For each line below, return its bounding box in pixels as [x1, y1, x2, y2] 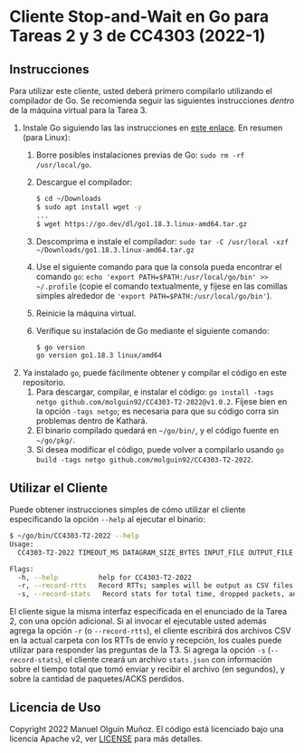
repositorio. [22, 377, 66, 388]
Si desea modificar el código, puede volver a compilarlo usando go [35, 444, 285, 455]
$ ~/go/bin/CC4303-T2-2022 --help [9, 531, 140, 540]
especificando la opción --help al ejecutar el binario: [9, 514, 206, 525]
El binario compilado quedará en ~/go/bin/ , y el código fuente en [35, 425, 280, 436]
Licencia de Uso [9, 700, 101, 715]
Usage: [9, 539, 34, 548]
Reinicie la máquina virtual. [35, 308, 137, 319]
